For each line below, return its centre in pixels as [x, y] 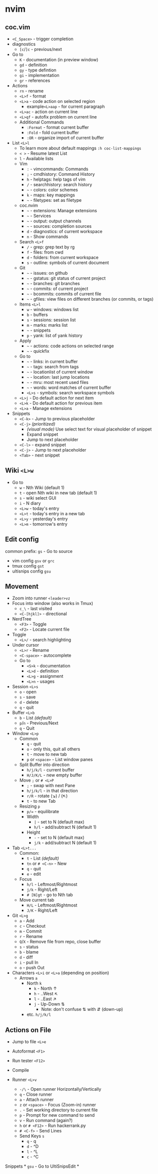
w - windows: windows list [53, 309]
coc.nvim [29, 205]
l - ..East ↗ [45, 999]
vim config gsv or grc [33, 561]
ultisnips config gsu [31, 571]
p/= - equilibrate [43, 812]
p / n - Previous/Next [39, 723]
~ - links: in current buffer [52, 361]
